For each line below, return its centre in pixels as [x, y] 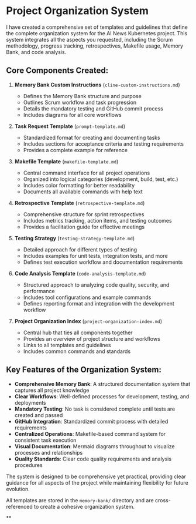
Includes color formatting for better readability [79, 185]
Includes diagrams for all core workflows [72, 115]
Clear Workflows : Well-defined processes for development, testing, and [102, 396]
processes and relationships [49, 452]
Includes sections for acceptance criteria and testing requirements [104, 144]
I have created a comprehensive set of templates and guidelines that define [97, 27]
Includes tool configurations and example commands [87, 297]
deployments [30, 402]
